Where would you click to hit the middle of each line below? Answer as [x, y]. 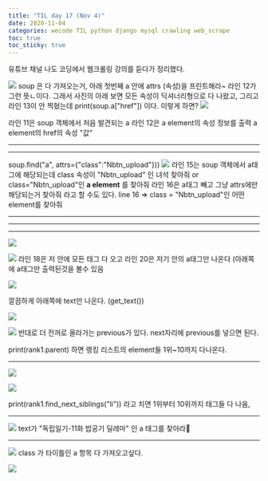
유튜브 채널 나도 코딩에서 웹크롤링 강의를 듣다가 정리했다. [97, 69]
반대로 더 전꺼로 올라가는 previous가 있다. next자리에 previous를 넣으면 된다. [138, 333]
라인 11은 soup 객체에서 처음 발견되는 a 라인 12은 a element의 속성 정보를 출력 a [133, 123]
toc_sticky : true [37, 45]
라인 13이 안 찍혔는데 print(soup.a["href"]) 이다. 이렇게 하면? [104, 106]
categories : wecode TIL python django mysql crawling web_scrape [119, 30]
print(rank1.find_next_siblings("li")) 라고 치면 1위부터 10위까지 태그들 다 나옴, [129, 404]
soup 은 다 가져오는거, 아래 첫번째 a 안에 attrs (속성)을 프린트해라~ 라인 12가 [137, 86]
